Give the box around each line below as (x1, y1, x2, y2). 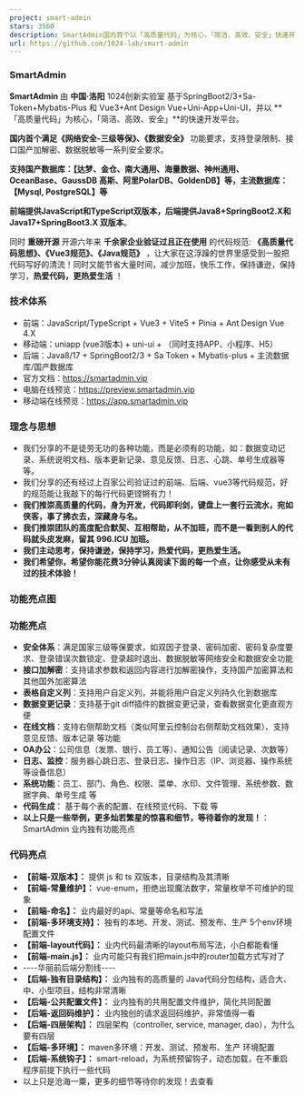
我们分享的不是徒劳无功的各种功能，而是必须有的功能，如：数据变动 (22, 443, 278, 454)
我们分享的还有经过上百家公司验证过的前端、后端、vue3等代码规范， (22, 477, 280, 487)
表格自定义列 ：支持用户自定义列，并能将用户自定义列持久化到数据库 (22, 688, 278, 698)
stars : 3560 (9, 22, 54, 31)
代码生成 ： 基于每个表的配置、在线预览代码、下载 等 (22, 801, 219, 812)
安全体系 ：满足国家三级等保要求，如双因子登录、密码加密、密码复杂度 (22, 642, 286, 653)
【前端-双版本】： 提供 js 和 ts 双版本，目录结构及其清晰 (22, 870, 230, 882)
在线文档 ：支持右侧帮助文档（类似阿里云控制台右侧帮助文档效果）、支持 (22, 721, 290, 732)
